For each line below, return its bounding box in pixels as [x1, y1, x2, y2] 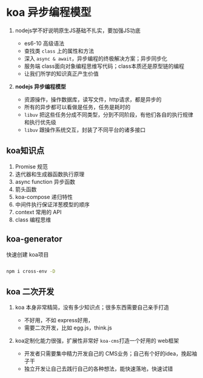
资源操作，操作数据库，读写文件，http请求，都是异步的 [24, 95, 162, 103]
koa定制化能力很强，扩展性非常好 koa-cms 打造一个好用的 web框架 [15, 337, 179, 345]
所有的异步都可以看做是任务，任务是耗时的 [24, 103, 131, 110]
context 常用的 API [15, 208, 62, 215]
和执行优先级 [24, 118, 56, 126]
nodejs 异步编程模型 [15, 83, 67, 90]
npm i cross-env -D [6, 268, 56, 274]
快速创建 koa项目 [6, 251, 49, 258]
